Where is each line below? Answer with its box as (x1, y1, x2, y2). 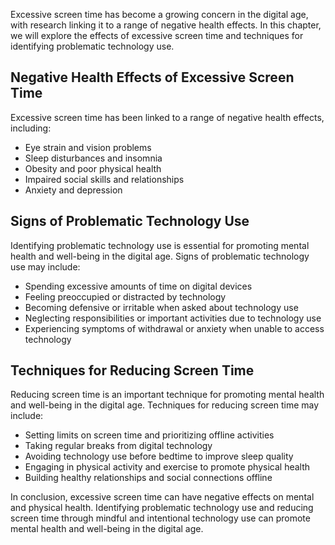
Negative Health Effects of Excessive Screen (10, 69, 295, 86)
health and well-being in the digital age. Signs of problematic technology (10, 250, 310, 262)
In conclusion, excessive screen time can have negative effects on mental (10, 491, 315, 503)
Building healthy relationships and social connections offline (24, 472, 273, 484)
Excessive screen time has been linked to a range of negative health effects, (10, 111, 325, 123)
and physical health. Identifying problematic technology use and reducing (10, 502, 314, 514)
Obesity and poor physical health (24, 162, 162, 174)
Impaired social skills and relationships (24, 173, 185, 185)
